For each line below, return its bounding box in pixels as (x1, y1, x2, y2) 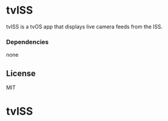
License (6, 68, 36, 79)
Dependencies (6, 38, 49, 46)
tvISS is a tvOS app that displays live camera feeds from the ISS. (6, 23, 163, 30)
